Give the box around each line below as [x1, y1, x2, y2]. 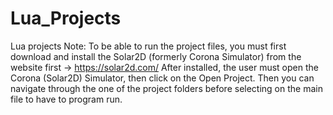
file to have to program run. [10, 93, 123, 105]
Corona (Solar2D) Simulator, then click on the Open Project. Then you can [10, 72, 315, 84]
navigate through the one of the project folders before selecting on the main [10, 82, 323, 94]
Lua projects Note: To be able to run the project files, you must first [10, 40, 287, 52]
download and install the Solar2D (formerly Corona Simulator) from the [10, 50, 302, 62]
